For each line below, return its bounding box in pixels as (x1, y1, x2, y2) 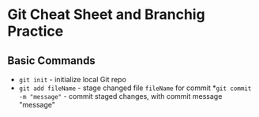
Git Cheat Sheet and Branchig (7, 6, 206, 24)
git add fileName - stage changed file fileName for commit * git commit (18, 83, 252, 92)
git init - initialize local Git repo (18, 75, 127, 84)
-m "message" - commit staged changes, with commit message (18, 92, 223, 100)
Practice (7, 22, 64, 40)
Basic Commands (7, 54, 96, 67)
